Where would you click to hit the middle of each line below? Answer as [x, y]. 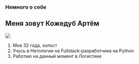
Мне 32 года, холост [35, 45]
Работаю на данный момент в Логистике [57, 56]
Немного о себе [26, 7]
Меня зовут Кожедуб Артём [53, 24]
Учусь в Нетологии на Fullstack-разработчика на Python [73, 51]
